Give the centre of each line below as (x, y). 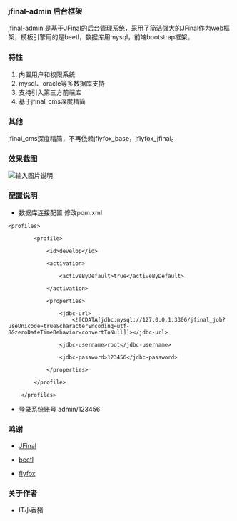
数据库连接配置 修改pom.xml (60, 213)
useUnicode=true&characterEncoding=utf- (69, 327)
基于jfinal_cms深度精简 (52, 101)
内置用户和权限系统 (47, 74)
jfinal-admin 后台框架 (45, 11)
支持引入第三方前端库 (50, 92)
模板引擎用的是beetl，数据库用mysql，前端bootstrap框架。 (107, 37)
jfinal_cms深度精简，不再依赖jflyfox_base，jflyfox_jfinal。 (93, 138)
